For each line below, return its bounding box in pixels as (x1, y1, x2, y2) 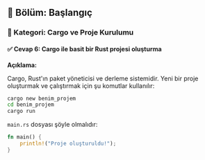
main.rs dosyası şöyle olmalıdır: (7, 121, 98, 129)
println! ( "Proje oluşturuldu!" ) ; (19, 140, 117, 148)
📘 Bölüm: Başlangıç (7, 7, 92, 19)
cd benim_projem (7, 101, 54, 108)
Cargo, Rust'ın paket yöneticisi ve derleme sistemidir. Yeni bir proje (7, 74, 199, 82)
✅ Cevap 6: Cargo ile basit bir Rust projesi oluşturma (7, 44, 162, 53)
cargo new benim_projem (7, 95, 76, 102)
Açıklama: (7, 60, 37, 69)
